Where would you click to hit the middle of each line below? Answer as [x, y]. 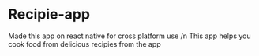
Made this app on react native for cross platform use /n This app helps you [129, 36]
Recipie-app [49, 14]
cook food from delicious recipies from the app [85, 44]
